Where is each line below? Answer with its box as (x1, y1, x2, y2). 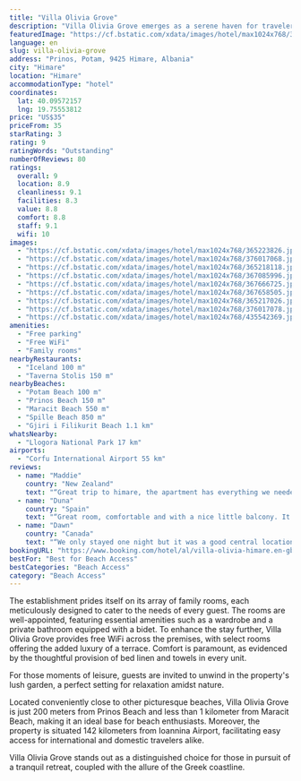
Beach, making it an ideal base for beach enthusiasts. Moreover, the (9, 716, 261, 726)
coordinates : (9, 88, 58, 97)
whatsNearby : (9, 429, 58, 439)
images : (9, 238, 39, 247)
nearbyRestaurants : (9, 355, 82, 364)
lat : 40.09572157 (17, 96, 82, 106)
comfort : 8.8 (17, 212, 66, 222)
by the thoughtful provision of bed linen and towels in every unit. (9, 653, 247, 664)
